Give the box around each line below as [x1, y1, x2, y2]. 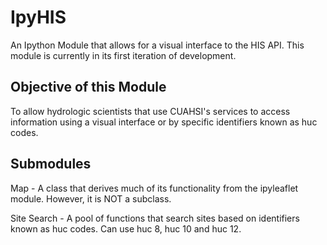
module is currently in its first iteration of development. [10, 49, 237, 61]
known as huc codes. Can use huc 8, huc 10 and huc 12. [10, 222, 242, 235]
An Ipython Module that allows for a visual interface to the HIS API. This [10, 39, 305, 51]
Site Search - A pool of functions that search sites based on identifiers [10, 212, 300, 224]
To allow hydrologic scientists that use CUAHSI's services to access [10, 105, 291, 117]
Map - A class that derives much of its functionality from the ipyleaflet [10, 182, 299, 194]
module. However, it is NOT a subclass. [10, 192, 172, 205]
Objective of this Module [10, 79, 167, 96]
